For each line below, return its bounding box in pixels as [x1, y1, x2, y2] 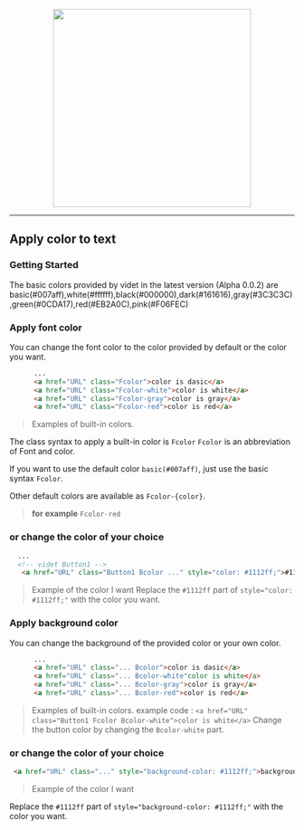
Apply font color [9, 321, 83, 334]
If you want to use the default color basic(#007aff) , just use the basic [9, 463, 269, 474]
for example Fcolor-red [31, 508, 121, 520]
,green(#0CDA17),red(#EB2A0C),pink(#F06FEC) [9, 299, 189, 310]
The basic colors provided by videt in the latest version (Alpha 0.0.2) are [9, 279, 279, 290]
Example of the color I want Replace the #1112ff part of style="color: [31, 585, 293, 596]
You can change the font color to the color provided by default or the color [9, 341, 288, 352]
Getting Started [9, 259, 79, 272]
